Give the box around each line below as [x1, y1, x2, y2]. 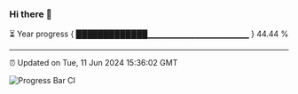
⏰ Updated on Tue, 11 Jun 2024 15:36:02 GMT [9, 58, 178, 68]
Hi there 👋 [9, 8, 53, 20]
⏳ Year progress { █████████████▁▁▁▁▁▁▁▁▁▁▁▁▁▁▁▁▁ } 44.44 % [9, 28, 289, 39]
